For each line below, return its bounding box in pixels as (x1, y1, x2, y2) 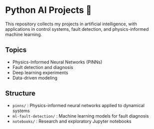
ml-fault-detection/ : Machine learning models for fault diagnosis (12, 113, 149, 119)
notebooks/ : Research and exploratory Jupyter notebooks (12, 118, 132, 124)
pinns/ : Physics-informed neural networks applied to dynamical (12, 102, 145, 108)
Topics (5, 46, 27, 54)
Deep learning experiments (12, 69, 68, 75)
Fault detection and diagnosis (12, 64, 73, 70)
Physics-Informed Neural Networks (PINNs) (12, 59, 103, 65)
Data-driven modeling (12, 74, 58, 81)
